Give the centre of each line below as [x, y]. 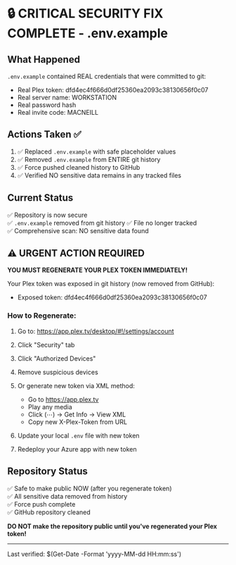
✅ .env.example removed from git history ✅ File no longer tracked [102, 223]
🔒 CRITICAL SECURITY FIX [85, 14]
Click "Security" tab [46, 344]
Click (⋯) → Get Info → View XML [77, 414]
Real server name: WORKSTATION [67, 97]
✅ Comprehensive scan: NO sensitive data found [78, 230]
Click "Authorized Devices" [57, 358]
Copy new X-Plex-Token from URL [78, 422]
